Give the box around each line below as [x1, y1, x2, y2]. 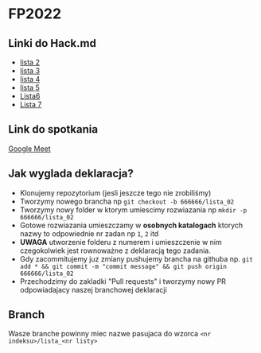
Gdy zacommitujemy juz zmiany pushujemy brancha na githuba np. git [19, 254, 253, 263]
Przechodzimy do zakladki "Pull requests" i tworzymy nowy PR [19, 276, 227, 286]
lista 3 [19, 66, 41, 76]
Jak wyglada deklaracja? [8, 167, 134, 180]
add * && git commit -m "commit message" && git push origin [19, 262, 228, 270]
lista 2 [19, 57, 40, 67]
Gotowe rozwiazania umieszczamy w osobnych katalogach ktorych [19, 220, 243, 230]
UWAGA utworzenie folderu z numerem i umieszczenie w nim [19, 237, 222, 246]
